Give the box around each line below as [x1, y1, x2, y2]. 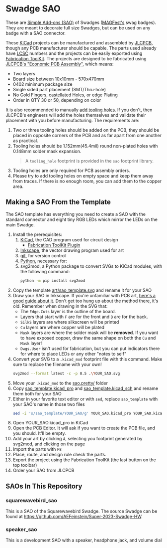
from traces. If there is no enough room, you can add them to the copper [12, 178, 162, 184]
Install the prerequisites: [12, 231, 63, 237]
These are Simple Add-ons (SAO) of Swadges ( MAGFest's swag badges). [5, 19, 156, 25]
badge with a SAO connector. [5, 30, 66, 36]
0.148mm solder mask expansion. [12, 148, 82, 154]
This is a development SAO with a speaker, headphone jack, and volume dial [5, 537, 162, 544]
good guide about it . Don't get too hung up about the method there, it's [12, 298, 159, 304]
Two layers [12, 70, 35, 76]
